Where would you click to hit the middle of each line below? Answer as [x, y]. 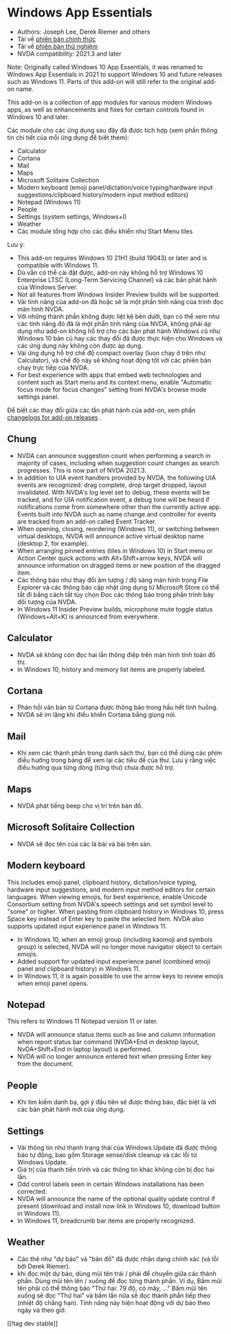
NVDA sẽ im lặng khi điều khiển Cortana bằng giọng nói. [97, 715]
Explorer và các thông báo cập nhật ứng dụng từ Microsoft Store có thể [118, 587]
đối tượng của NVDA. [47, 602]
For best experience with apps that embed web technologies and [109, 375]
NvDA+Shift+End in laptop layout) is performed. [85, 1049]
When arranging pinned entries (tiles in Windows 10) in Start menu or [115, 550]
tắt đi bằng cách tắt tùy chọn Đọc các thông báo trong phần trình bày [115, 594]
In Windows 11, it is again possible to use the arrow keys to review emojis [120, 976]
